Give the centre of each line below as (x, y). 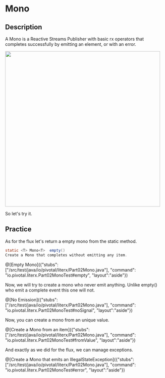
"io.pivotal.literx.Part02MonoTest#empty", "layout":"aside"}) (66, 275)
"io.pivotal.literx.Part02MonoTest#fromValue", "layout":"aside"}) (70, 340)
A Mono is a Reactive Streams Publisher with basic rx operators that (75, 39)
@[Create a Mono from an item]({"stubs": (48, 329)
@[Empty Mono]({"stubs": (32, 265)
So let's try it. (19, 214)
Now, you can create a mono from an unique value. (57, 320)
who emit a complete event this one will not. (50, 290)
